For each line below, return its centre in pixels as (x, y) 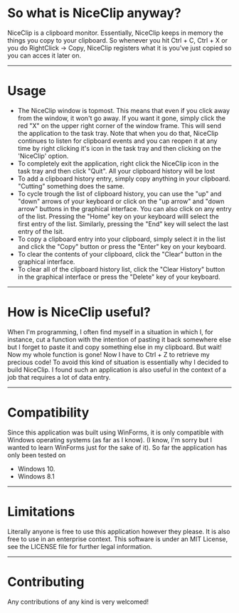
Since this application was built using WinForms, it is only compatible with (116, 432)
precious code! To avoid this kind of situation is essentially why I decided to (118, 362)
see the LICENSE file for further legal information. (80, 546)
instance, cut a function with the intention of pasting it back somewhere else (119, 339)
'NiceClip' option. (43, 156)
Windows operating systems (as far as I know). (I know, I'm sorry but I (110, 439)
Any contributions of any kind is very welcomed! (78, 602)
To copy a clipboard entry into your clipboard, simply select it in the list (122, 239)
